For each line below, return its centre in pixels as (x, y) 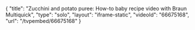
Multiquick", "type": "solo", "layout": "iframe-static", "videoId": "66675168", (97, 15)
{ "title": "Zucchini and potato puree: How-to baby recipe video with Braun (96, 9)
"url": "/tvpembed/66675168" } (43, 21)
